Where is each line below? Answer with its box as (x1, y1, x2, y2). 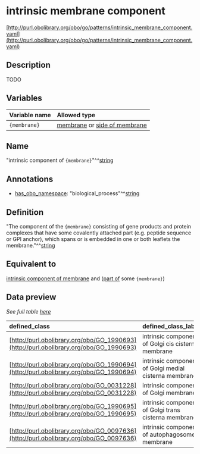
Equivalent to (6, 259, 57, 269)
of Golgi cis (142, 339, 174, 347)
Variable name (9, 111, 52, 119)
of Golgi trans (142, 406, 180, 414)
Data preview (6, 292, 57, 302)
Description (6, 60, 51, 70)
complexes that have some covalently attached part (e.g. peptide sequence (6, 229, 192, 236)
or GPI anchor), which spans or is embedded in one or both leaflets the (6, 236, 180, 242)
